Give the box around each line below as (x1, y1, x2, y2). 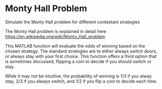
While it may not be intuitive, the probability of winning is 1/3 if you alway (5, 73, 152, 79)
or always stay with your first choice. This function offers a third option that (5, 53, 157, 59)
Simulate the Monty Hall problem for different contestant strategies (5, 19, 140, 25)
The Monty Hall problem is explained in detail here (5, 28, 107, 34)
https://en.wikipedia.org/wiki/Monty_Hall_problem (5, 34, 105, 39)
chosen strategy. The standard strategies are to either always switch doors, (5, 48, 158, 54)
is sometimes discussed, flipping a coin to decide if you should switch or (5, 58, 152, 64)
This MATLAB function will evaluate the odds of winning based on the (5, 43, 145, 49)
